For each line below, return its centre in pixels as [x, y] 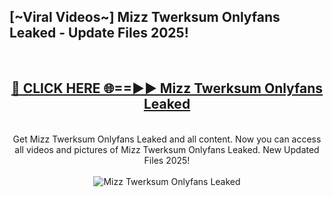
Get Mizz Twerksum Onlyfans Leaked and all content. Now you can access [167, 139]
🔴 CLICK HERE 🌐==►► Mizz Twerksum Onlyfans [167, 88]
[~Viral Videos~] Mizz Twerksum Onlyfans [145, 17]
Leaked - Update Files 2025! [99, 33]
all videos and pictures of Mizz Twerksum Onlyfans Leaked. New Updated [167, 149]
